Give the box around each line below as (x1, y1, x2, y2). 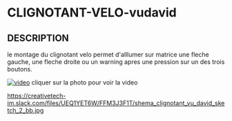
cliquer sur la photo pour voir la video (31, 78, 138, 87)
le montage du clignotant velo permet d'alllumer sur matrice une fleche (7, 50, 209, 58)
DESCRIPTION (7, 32, 69, 44)
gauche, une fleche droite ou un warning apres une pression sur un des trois (7, 58, 225, 66)
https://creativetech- (7, 91, 66, 100)
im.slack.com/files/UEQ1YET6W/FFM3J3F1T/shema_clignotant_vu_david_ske (7, 99, 225, 107)
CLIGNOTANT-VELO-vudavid (7, 5, 177, 21)
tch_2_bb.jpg (7, 107, 44, 114)
